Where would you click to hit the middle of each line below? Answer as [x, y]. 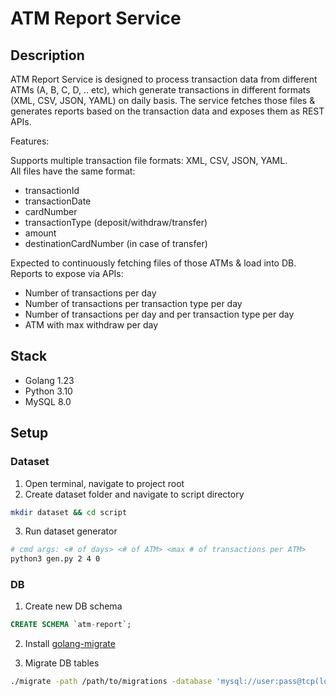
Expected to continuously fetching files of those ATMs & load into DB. [153, 263]
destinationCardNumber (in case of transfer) [116, 243]
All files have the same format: [73, 171]
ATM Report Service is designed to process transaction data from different [164, 79]
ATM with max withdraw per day [91, 325]
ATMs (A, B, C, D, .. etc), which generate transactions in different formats [160, 90]
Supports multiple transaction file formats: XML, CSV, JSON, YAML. [149, 160]
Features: [30, 141]
